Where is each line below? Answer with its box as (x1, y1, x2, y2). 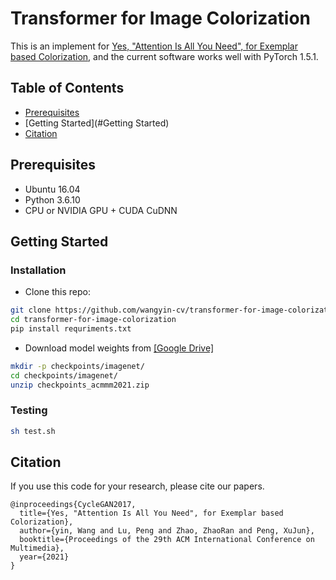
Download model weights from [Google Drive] (24, 342, 215, 354)
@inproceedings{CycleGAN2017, (10, 500, 137, 510)
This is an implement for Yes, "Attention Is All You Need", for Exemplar (10, 40, 298, 52)
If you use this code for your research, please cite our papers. (10, 480, 265, 492)
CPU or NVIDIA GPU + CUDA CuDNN (24, 204, 178, 216)
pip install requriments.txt (10, 324, 132, 334)
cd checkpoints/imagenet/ (10, 370, 118, 381)
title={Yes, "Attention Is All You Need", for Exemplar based (19, 508, 284, 519)
